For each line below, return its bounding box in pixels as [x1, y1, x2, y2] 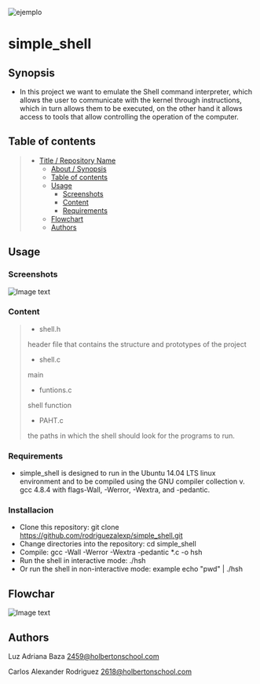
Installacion [8, 505, 54, 516]
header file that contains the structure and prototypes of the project [27, 339, 247, 349]
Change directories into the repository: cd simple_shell [19, 539, 196, 549]
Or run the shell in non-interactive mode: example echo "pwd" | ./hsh [19, 564, 244, 574]
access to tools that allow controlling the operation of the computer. [19, 112, 240, 121]
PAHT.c [38, 415, 64, 425]
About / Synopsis [50, 164, 108, 173]
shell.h [38, 324, 61, 333]
